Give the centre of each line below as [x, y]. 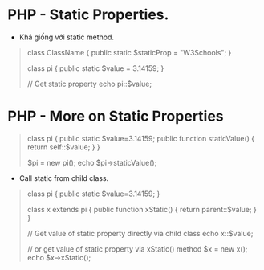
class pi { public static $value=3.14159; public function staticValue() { [141, 138]
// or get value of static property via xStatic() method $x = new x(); [137, 249]
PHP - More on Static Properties [116, 116]
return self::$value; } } [64, 147]
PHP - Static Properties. [88, 15]
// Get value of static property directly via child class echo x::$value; [140, 233]
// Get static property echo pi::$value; [89, 84]
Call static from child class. [64, 178]
